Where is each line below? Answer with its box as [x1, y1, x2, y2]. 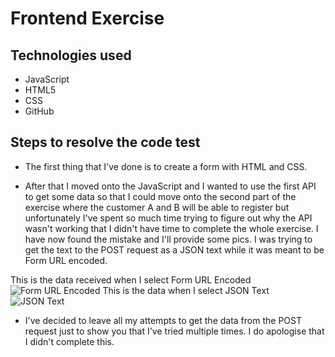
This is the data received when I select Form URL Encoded [10, 273, 252, 286]
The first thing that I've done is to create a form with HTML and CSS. [24, 160, 308, 172]
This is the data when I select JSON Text [102, 284, 270, 296]
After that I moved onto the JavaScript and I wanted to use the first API [24, 180, 317, 192]
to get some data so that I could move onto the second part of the [24, 190, 297, 202]
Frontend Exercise [10, 7, 165, 30]
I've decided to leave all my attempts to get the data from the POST [24, 314, 302, 326]
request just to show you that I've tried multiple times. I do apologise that [24, 325, 325, 337]
